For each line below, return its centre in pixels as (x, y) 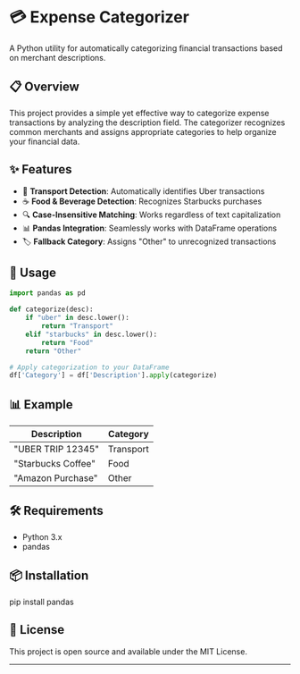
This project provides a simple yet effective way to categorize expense (139, 113)
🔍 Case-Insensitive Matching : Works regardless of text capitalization (151, 215)
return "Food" (67, 342)
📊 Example (41, 404)
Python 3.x (42, 536)
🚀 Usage (33, 272)
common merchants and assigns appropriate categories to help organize (143, 131)
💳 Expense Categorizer (100, 17)
